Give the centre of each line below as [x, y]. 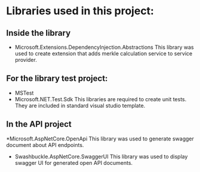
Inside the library [39, 33]
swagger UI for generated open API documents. [74, 162]
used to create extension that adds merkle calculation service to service [104, 54]
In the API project [39, 124]
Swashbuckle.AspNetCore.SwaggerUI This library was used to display [101, 157]
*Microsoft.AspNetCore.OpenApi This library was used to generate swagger [100, 139]
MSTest [24, 93]
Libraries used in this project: [80, 11]
